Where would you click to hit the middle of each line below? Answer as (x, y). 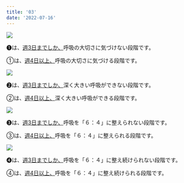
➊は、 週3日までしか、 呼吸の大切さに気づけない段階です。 (80, 47)
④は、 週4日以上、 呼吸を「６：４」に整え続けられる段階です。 (87, 173)
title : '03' (21, 12)
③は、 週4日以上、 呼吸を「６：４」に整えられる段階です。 (82, 135)
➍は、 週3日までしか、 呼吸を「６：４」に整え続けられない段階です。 (94, 160)
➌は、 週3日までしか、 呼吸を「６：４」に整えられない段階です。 (88, 122)
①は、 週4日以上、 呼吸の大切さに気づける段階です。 (74, 60)
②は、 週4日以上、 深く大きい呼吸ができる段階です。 (73, 98)
